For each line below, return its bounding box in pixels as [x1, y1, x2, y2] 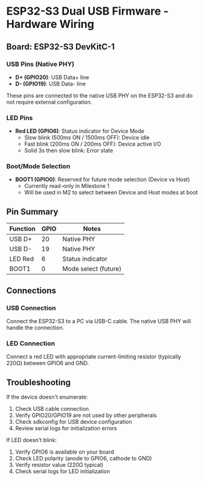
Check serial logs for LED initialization [15, 468, 110, 475]
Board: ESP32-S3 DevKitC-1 [6, 41, 115, 52]
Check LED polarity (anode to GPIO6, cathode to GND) [15, 455, 152, 462]
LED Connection [6, 339, 55, 347]
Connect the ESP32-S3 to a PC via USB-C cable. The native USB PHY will [6, 317, 191, 324]
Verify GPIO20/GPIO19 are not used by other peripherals [15, 412, 157, 419]
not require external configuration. [6, 98, 93, 105]
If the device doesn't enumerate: [6, 393, 88, 401]
